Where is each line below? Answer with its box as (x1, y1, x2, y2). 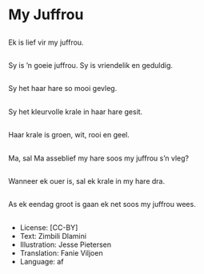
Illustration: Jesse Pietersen (19, 240, 112, 249)
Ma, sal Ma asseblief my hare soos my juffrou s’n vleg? (8, 153, 190, 163)
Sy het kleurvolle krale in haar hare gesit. (8, 106, 143, 117)
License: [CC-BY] (19, 222, 78, 232)
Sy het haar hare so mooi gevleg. (8, 84, 118, 93)
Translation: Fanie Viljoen (19, 248, 103, 257)
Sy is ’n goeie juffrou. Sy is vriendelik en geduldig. (8, 60, 174, 69)
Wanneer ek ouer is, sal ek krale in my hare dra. (8, 176, 166, 185)
